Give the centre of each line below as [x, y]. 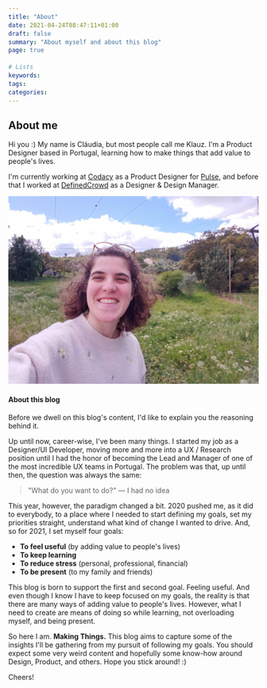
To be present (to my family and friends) [86, 571]
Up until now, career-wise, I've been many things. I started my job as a [124, 441]
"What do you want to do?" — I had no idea [99, 490]
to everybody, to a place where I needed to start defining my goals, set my [130, 514]
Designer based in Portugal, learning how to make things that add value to [130, 153]
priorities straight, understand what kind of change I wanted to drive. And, [129, 522]
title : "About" [33, 17]
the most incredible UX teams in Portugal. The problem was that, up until [127, 466]
